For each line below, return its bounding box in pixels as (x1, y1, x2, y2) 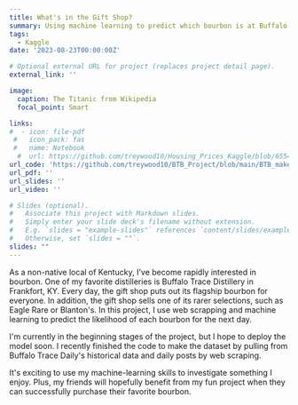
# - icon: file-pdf (9, 127, 86, 136)
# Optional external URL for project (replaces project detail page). (9, 62, 276, 71)
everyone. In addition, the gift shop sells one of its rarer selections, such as (9, 295, 284, 306)
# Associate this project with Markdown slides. (9, 210, 200, 218)
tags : (9, 29, 29, 38)
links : (9, 119, 34, 128)
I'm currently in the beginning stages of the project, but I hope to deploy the (9, 330, 286, 342)
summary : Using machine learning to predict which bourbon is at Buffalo (9, 21, 288, 30)
